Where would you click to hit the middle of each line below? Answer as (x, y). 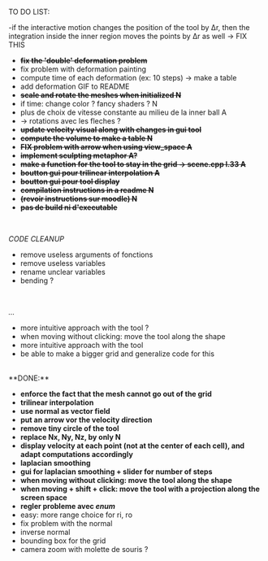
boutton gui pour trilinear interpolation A (90, 173)
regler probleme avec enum (68, 506)
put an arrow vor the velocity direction (86, 420)
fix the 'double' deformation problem (84, 61)
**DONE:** (29, 378)
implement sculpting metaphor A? (79, 155)
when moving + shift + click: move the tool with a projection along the (140, 489)
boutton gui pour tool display (70, 181)
